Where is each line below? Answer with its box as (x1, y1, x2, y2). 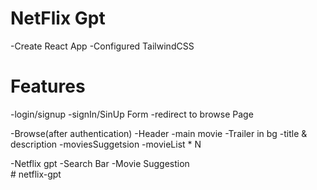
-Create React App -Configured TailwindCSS (10, 40, 195, 52)
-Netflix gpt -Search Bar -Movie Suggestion (10, 157, 190, 169)
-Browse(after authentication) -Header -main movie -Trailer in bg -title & (10, 127, 308, 139)
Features (10, 75, 86, 98)
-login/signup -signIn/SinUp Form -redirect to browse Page (10, 108, 254, 120)
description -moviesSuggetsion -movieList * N (10, 138, 202, 150)
